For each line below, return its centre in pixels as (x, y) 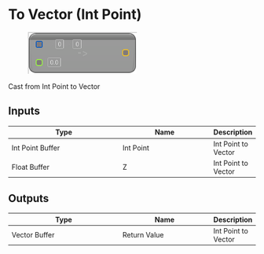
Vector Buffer (33, 235)
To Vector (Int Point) (75, 15)
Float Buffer (30, 167)
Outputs (29, 198)
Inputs (24, 111)
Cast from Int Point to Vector (54, 86)
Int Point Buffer (36, 148)
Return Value (143, 235)
